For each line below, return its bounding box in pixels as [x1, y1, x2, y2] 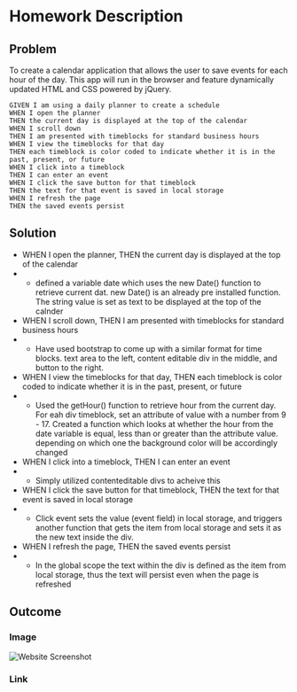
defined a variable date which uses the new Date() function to [35, 277, 262, 288]
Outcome [9, 604, 62, 619]
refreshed [35, 579, 72, 589]
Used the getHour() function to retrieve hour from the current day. [35, 400, 277, 410]
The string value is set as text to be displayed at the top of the [35, 296, 262, 307]
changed [35, 447, 68, 457]
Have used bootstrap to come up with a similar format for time [35, 343, 262, 354]
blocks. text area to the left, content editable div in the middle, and [35, 353, 277, 363]
